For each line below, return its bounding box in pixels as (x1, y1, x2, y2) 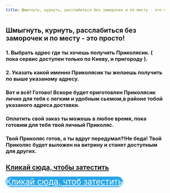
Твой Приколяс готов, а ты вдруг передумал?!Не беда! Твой (6, 135, 162, 142)
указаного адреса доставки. (6, 102, 80, 109)
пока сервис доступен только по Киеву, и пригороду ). (6, 55, 148, 62)
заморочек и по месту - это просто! (6, 34, 125, 43)
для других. (6, 148, 37, 155)
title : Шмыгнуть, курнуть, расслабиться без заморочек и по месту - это (6, 7, 162, 13)
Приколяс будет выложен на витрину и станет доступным (6, 141, 158, 148)
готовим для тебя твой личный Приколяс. (6, 121, 114, 128)
